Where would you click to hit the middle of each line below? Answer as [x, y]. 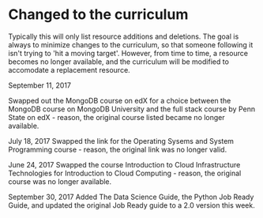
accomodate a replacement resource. [69, 70]
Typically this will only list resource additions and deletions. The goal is [124, 36]
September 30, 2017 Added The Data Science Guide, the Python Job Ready [131, 197]
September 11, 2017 [39, 85]
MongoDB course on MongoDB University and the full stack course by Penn [131, 109]
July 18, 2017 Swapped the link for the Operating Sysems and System [121, 141]
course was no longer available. [60, 181]
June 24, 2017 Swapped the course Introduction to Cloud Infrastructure [124, 164]
